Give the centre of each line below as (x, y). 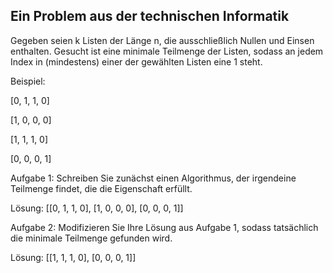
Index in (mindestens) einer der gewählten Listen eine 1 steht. (136, 61)
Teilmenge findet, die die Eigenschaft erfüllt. (101, 188)
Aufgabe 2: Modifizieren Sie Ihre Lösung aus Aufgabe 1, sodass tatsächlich (164, 227)
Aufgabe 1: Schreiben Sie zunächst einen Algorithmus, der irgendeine (153, 178)
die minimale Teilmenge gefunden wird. (91, 238)
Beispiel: (28, 81)
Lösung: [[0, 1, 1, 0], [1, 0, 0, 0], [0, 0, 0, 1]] (97, 208)
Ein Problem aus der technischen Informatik (150, 16)
